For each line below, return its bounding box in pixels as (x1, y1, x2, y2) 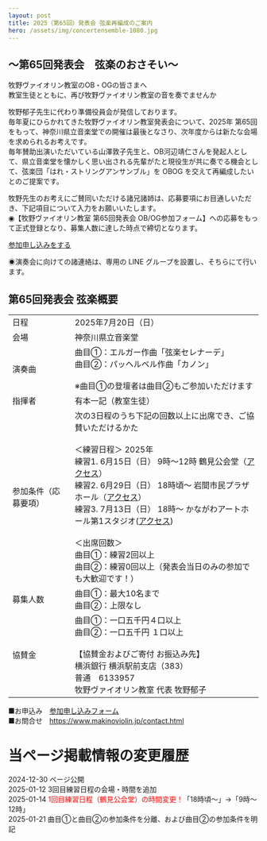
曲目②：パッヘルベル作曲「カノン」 (74, 359, 214, 369)
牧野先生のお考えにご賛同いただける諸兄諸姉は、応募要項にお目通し (8, 194, 231, 203)
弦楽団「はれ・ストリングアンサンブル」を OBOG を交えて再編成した (21, 167, 248, 176)
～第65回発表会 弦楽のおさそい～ (8, 57, 179, 71)
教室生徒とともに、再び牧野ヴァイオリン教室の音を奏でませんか (8, 91, 217, 100)
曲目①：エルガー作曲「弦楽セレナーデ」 (74, 347, 229, 357)
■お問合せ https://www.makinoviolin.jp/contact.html (8, 716, 184, 725)
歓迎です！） (90, 573, 139, 584)
